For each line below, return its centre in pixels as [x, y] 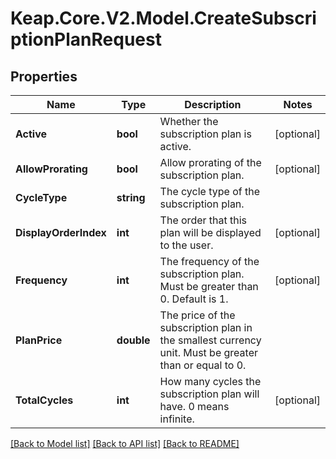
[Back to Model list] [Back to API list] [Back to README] [125, 443]
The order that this [203, 220]
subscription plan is [205, 134]
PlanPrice [39, 340]
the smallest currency [210, 340]
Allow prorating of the [210, 162]
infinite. [177, 419]
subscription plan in [206, 327]
